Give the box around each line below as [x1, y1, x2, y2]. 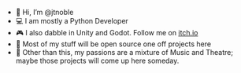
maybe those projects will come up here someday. [15, 56, 180, 65]
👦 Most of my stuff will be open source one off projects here [15, 39, 211, 49]
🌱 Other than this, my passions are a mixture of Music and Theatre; [15, 48, 234, 57]
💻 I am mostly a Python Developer [15, 16, 128, 25]
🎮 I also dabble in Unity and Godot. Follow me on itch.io [15, 28, 198, 37]
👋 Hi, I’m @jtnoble [15, 8, 74, 16]
